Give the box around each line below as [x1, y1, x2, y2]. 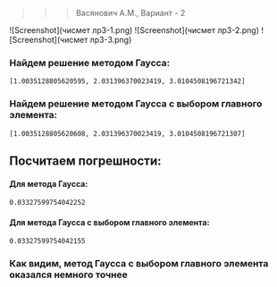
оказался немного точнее [9, 268, 128, 281]
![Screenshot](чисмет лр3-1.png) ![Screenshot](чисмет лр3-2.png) [9, 25, 259, 35]
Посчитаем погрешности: [9, 153, 162, 168]
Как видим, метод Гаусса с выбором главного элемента [9, 257, 269, 270]
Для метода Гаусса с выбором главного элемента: [9, 216, 210, 227]
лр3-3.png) [89, 35, 132, 45]
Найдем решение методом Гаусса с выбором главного [9, 97, 263, 110]
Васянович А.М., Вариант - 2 [75, 8, 186, 18]
